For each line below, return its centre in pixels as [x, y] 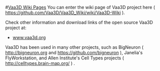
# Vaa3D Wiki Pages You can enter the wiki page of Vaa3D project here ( [80, 7]
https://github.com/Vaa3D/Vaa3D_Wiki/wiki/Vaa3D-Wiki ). [65, 13]
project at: [16, 28]
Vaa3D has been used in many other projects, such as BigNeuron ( [74, 47]
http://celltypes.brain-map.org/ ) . [40, 63]
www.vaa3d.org [29, 38]
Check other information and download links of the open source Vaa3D [79, 22]
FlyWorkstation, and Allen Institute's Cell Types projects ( [65, 58]
